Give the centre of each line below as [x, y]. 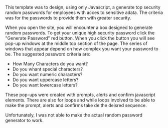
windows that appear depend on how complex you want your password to [82, 49]
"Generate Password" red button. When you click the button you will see [80, 38]
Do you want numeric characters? [47, 74]
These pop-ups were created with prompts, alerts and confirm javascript [80, 95]
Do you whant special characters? [48, 69]
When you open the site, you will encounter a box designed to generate [79, 27]
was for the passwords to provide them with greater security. [68, 18]
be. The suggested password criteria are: [48, 54]
